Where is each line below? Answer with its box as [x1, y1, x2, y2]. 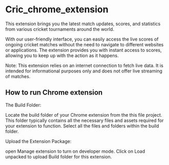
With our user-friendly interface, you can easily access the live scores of [5, 36, 159, 42]
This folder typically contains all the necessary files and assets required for [5, 117, 164, 123]
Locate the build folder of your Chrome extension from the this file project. [5, 112, 162, 118]
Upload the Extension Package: [5, 138, 72, 144]
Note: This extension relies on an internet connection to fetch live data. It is [5, 62, 164, 68]
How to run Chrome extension [5, 88, 103, 97]
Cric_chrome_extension [5, 4, 109, 15]
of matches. [5, 73, 31, 79]
